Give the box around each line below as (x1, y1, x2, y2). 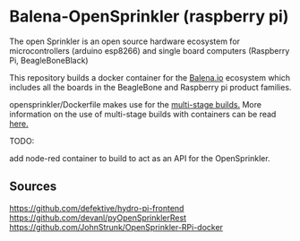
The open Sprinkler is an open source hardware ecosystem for (9, 36, 240, 47)
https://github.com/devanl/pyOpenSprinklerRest (9, 212, 186, 223)
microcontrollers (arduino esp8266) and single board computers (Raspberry (9, 45, 290, 56)
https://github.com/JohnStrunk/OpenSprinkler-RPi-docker (9, 221, 224, 232)
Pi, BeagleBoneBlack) (9, 55, 89, 65)
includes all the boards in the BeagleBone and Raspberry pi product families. (9, 82, 292, 92)
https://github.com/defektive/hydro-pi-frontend (9, 202, 184, 213)
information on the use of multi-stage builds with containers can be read (9, 108, 277, 119)
